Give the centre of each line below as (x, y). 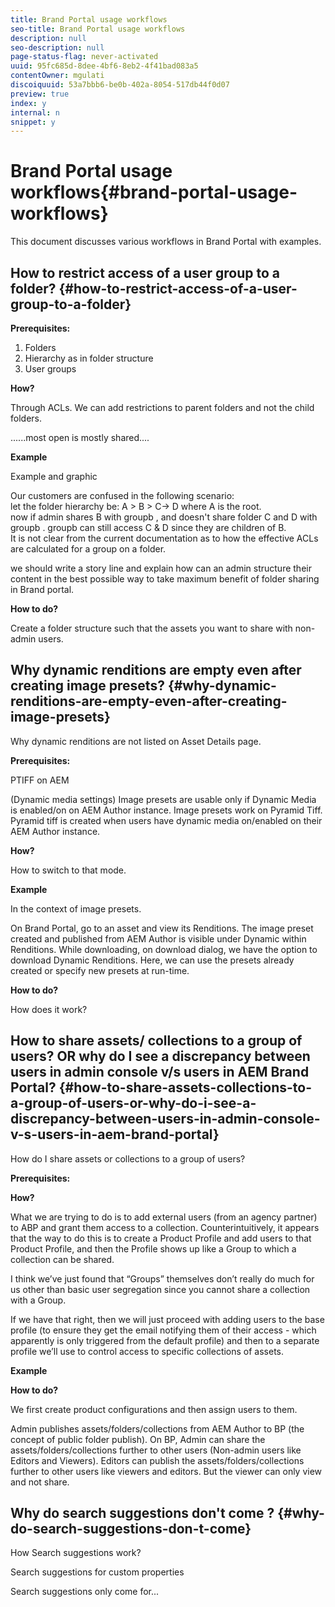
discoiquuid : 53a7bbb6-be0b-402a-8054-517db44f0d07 (120, 85)
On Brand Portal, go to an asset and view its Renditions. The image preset (162, 928)
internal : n (35, 112)
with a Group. (38, 1300)
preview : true (40, 94)
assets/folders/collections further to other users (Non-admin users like (156, 1450)
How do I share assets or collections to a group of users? (128, 1158)
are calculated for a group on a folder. (88, 549)
